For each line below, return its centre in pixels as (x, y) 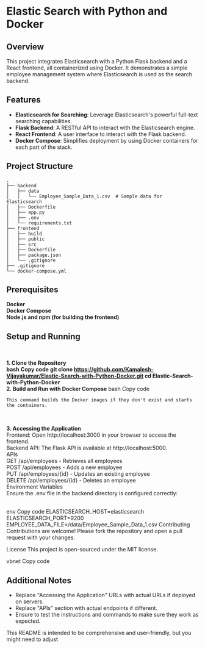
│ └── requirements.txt (39, 223)
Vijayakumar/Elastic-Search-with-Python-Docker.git (75, 376)
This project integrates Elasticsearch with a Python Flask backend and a (97, 61)
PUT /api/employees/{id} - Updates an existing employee (78, 474)
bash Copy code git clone (40, 370)
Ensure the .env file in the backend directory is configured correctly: (92, 493)
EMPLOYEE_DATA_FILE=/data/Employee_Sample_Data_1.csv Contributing (98, 525)
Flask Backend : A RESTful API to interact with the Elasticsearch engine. (105, 127)
